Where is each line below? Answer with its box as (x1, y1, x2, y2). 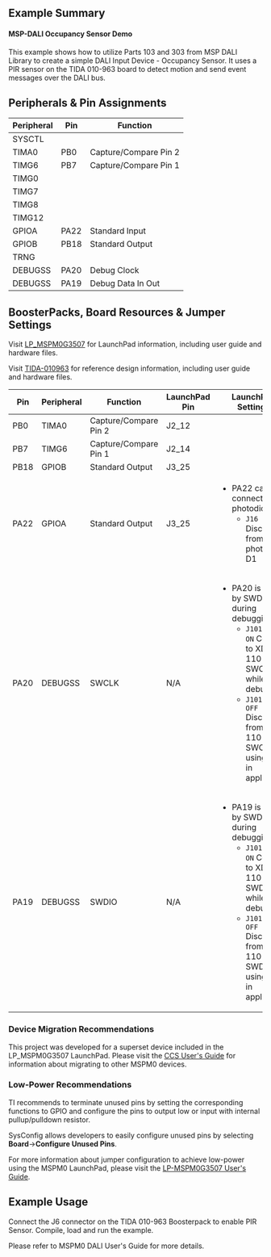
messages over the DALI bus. (8, 73, 106, 82)
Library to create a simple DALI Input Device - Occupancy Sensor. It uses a (8, 56, 257, 65)
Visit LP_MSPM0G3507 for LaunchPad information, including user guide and (8, 339, 262, 350)
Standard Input (90, 225, 147, 237)
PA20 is (231, 583, 261, 594)
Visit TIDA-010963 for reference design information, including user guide (8, 363, 251, 374)
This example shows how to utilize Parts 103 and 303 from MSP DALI (8, 47, 238, 57)
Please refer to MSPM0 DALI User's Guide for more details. (8, 1241, 205, 1251)
